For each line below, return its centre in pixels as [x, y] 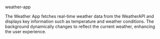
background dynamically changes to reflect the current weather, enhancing [80, 26]
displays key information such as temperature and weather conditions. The [80, 21]
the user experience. [26, 32]
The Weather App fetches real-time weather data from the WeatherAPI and [80, 16]
